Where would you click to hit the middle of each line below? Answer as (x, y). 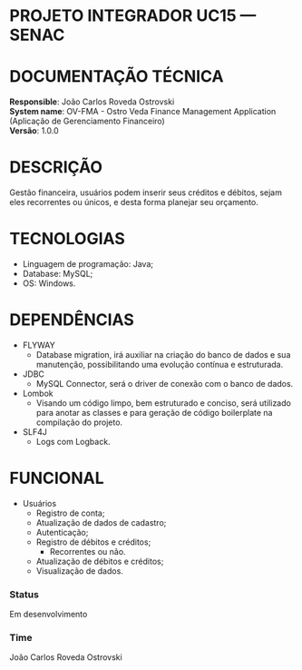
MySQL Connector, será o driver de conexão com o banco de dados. (165, 383)
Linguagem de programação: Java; (88, 264)
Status (24, 594)
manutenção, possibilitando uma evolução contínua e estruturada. (160, 364)
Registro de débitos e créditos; (93, 542)
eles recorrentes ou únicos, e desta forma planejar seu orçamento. (134, 202)
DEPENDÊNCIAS (72, 320)
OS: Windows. (49, 283)
